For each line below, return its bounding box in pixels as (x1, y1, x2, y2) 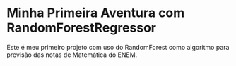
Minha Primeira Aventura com (6, 5, 185, 21)
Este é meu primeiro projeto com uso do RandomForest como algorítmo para (6, 43, 230, 51)
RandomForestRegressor (6, 20, 157, 36)
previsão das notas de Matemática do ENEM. (6, 51, 138, 59)
